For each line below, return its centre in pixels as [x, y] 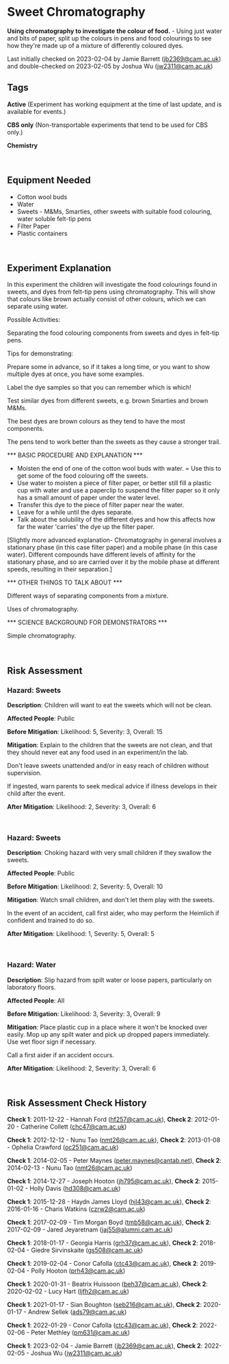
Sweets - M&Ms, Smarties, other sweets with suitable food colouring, [114, 211]
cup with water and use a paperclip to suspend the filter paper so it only [118, 491]
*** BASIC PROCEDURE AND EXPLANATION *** [75, 455]
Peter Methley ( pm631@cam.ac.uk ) [80, 1332]
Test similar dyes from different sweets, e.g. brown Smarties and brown [108, 401]
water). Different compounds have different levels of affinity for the [102, 555]
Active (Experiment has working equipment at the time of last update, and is [114, 104]
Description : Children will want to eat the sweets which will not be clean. [110, 705]
